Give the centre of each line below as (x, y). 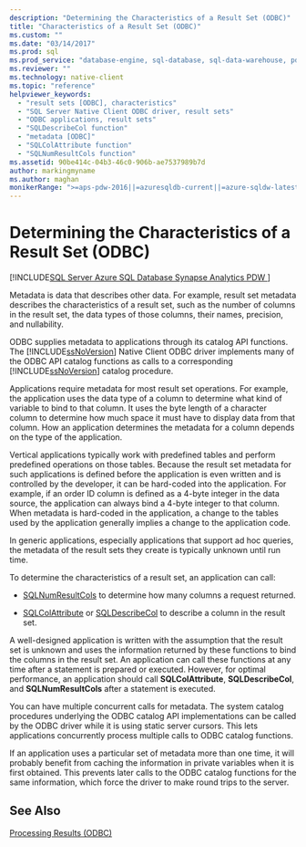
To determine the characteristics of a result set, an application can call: (143, 578)
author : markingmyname (52, 171)
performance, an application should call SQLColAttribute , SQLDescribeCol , (152, 679)
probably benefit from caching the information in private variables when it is (152, 763)
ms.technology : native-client (67, 78)
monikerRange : (36, 188)
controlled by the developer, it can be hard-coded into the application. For (148, 484)
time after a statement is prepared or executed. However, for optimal (138, 669)
